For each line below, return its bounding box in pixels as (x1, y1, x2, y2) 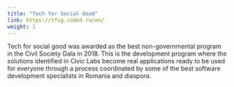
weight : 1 (7, 23, 36, 30)
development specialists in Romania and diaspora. (7, 72, 152, 80)
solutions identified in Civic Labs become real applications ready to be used (7, 57, 226, 65)
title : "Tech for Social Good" (7, 10, 98, 17)
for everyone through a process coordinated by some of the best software (7, 64, 221, 73)
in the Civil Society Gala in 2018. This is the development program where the (7, 49, 227, 58)
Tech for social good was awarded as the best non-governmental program (7, 42, 221, 51)
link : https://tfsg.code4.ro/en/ (7, 17, 105, 24)
